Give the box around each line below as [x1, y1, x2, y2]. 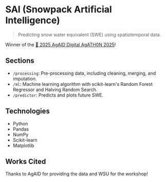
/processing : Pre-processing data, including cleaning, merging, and [12, 70, 156, 76]
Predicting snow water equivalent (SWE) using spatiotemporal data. [17, 31, 161, 38]
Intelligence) [5, 14, 60, 26]
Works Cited [5, 157, 46, 166]
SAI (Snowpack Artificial [5, 4, 112, 15]
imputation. [12, 76, 37, 82]
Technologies [5, 107, 50, 116]
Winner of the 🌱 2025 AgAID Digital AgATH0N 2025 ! [5, 41, 116, 47]
